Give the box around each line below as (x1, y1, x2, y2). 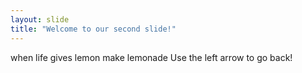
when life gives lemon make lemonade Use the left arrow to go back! (10, 51, 293, 63)
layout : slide (10, 14, 70, 25)
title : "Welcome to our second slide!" (10, 24, 177, 34)
